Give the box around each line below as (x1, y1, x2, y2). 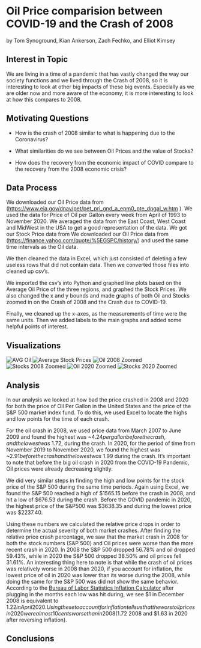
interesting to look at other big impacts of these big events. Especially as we (6, 83, 194, 90)
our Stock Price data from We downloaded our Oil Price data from (6, 230, 169, 238)
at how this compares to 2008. (6, 96, 82, 103)
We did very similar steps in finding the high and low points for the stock (6, 477, 185, 484)
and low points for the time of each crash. (6, 415, 110, 422)
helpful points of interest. (6, 323, 68, 330)
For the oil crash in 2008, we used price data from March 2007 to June (6, 427, 182, 434)
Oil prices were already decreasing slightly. (6, 465, 113, 472)
